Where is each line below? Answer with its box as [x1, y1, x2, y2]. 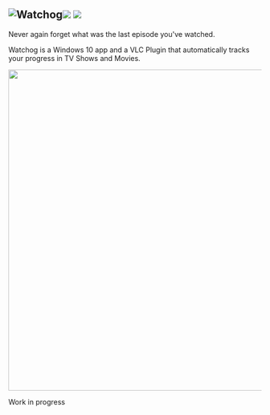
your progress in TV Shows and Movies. [8, 53, 141, 63]
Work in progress [8, 397, 66, 406]
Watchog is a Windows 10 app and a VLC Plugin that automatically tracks [8, 45, 250, 55]
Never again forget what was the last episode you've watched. [8, 29, 215, 39]
